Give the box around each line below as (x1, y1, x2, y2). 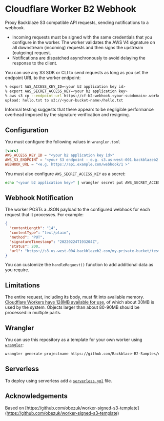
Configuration (5, 126, 49, 134)
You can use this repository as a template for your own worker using (5, 337, 143, 342)
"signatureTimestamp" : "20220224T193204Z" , (9, 239, 99, 244)
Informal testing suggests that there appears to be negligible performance (5, 106, 154, 113)
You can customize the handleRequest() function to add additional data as (5, 262, 154, 268)
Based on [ (5, 405, 27, 411)
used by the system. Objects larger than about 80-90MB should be (5, 304, 140, 310)
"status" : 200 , (9, 244, 41, 249)
